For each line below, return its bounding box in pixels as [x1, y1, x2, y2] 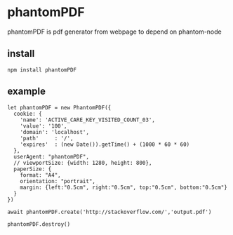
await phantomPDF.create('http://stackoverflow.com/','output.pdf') [7, 208, 212, 215]
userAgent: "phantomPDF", [13, 153, 90, 160]
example [7, 86, 46, 98]
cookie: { [13, 110, 42, 117]
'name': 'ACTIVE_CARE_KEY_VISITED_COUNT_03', [20, 116, 156, 123]
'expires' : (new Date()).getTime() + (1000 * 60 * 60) [20, 141, 190, 148]
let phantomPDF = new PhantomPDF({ [7, 104, 112, 111]
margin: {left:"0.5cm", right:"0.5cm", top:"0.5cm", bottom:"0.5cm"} [20, 184, 228, 191]
